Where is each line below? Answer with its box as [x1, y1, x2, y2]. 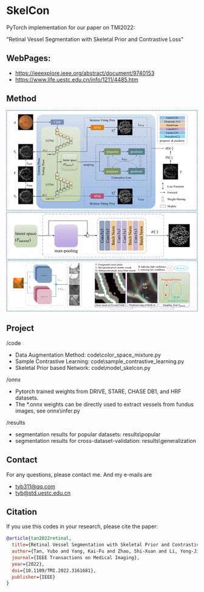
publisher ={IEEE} [12, 574, 56, 580]
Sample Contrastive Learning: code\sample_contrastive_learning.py [15, 357, 185, 365]
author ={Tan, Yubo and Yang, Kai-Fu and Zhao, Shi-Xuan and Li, [12, 548, 178, 554]
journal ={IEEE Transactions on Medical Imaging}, [12, 554, 140, 560]
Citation [6, 506, 38, 517]
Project [6, 323, 35, 333]
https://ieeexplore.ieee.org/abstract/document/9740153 [15, 69, 155, 77]
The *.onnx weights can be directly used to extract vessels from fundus [15, 400, 194, 408]
